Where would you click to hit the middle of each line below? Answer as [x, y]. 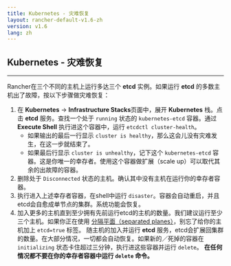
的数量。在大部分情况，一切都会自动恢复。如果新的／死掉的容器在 [110, 239]
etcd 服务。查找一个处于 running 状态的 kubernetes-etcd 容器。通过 [121, 118]
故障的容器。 [64, 170]
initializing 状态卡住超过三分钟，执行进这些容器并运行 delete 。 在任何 [120, 247]
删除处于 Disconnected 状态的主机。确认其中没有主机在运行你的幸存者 [115, 179]
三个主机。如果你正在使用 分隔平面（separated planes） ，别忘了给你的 [116, 221]
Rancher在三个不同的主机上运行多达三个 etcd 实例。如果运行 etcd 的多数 [111, 87]
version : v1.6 [27, 26]
